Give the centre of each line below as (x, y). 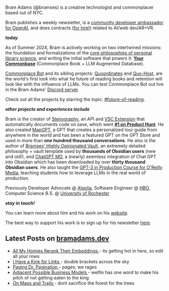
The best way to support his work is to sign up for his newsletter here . (78, 223)
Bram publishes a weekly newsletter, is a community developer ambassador (84, 23)
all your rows (26, 256)
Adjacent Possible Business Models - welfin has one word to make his (86, 272)
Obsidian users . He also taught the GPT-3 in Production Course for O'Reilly (84, 167)
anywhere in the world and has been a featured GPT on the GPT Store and (83, 135)
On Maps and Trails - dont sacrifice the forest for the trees (73, 283)
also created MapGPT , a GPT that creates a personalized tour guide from (81, 130)
